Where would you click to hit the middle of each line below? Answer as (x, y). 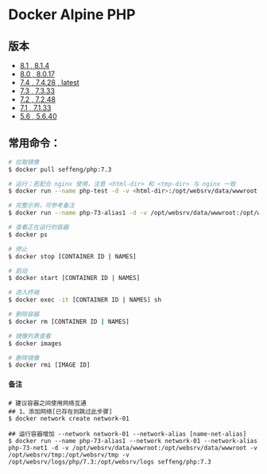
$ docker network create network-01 (69, 418)
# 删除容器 (24, 315)
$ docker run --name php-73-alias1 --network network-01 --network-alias (133, 441)
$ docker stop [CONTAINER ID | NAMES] (72, 256)
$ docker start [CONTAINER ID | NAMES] (74, 278)
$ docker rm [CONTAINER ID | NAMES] (69, 321)
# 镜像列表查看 (30, 336)
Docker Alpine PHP (72, 15)
